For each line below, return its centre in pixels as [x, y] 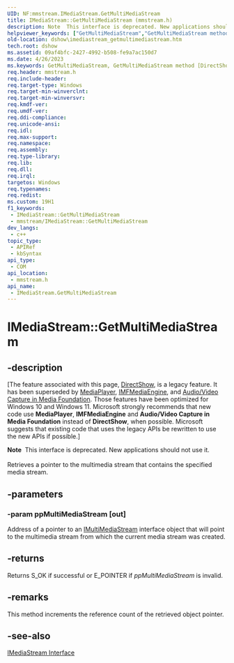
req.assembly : [28, 150]
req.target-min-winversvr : [46, 98]
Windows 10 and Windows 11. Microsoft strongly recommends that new [109, 407]
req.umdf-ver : [28, 111]
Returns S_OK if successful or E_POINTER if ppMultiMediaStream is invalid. [115, 575]
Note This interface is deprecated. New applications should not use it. [109, 450]
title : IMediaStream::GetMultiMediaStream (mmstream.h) [90, 20]
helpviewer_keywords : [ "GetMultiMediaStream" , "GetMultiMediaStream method [118, 33]
